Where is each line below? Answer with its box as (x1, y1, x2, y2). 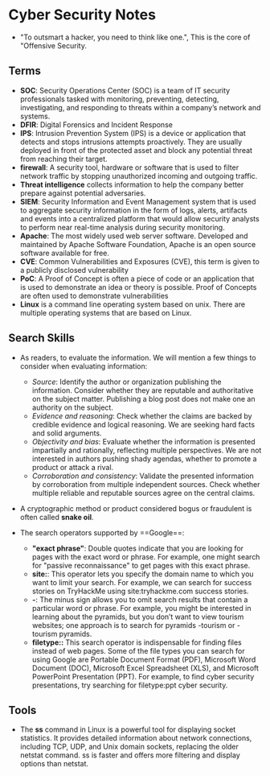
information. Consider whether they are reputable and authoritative (31, 385, 254, 395)
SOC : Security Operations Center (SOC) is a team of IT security (19, 85, 231, 95)
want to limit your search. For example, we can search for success (31, 577, 252, 587)
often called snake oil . (19, 512, 94, 522)
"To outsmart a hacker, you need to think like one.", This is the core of (19, 32, 251, 42)
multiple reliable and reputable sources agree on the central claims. (31, 488, 256, 497)
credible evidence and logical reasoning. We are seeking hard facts (31, 419, 256, 429)
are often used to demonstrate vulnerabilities (19, 291, 169, 300)
